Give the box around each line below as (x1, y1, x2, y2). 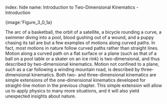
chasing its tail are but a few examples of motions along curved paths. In (5, 40, 155, 46)
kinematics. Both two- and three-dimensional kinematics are (31, 72, 156, 77)
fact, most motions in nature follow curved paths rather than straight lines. (5, 45, 159, 51)
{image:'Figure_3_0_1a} (5, 20, 52, 25)
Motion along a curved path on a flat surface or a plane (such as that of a (5, 50, 157, 56)
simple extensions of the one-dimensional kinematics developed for (5, 77, 146, 83)
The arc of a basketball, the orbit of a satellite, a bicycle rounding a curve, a (5, 29, 162, 35)
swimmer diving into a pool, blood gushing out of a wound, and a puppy (5, 35, 154, 40)
